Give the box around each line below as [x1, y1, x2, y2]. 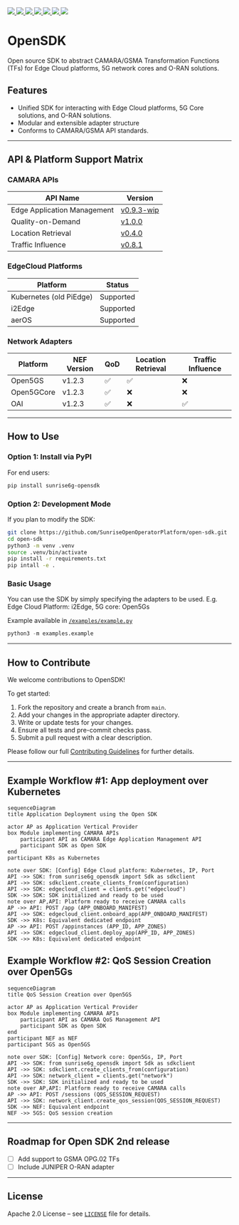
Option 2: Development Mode [7, 499, 112, 509]
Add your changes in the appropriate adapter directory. [17, 710, 180, 719]
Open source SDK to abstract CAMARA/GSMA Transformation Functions [7, 56, 220, 65]
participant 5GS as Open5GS [7, 1040, 91, 1048]
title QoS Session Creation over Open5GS [7, 991, 132, 998]
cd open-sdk [7, 535, 43, 542]
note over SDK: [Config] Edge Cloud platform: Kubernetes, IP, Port [7, 867, 215, 874]
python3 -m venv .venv [7, 542, 75, 549]
